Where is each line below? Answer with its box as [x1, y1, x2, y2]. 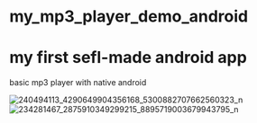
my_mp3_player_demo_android [9, 6, 249, 27]
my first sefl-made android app [9, 48, 248, 68]
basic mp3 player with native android [9, 77, 147, 88]
